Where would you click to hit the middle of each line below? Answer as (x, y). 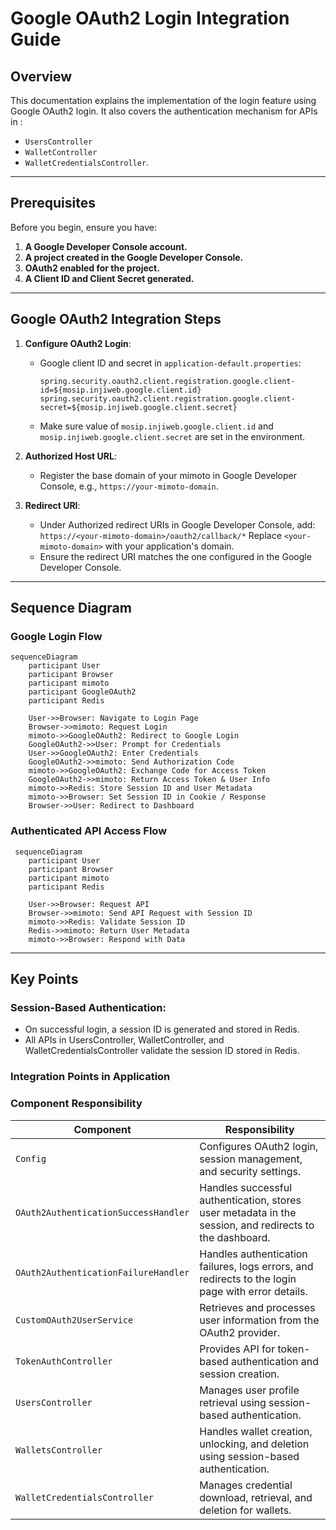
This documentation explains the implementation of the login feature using (163, 100)
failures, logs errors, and (256, 1266)
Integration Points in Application (90, 1077)
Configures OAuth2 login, (259, 1146)
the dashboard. (235, 1237)
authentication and (275, 1361)
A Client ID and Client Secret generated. (109, 278)
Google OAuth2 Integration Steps (116, 319)
